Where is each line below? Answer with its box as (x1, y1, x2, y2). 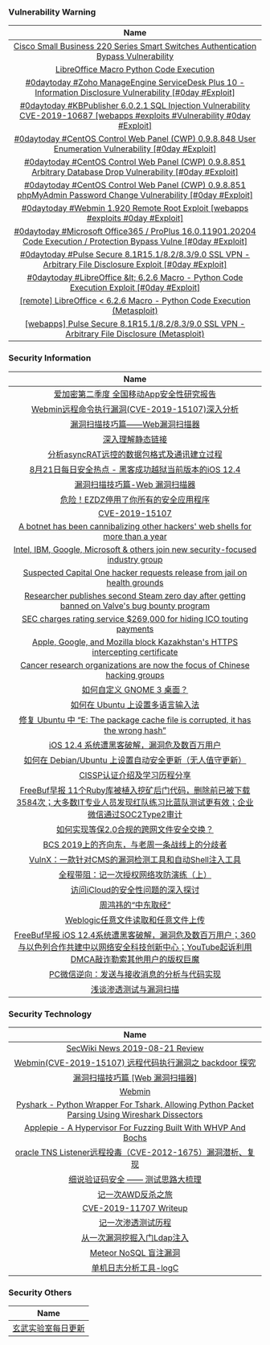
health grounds (106, 577, 164, 588)
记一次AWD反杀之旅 (97, 1189, 173, 1200)
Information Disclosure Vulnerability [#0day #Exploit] (35, 87, 235, 98)
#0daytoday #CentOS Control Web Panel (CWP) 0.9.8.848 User (14, 134, 256, 145)
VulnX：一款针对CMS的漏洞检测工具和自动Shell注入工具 (29, 853, 241, 865)
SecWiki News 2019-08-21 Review (66, 1043, 204, 1054)
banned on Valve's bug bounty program (59, 600, 211, 611)
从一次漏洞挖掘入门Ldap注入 (81, 1232, 189, 1243)
